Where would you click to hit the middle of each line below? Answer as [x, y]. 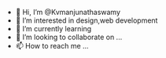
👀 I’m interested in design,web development [87, 20]
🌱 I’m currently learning [53, 29]
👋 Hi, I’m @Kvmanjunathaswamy [68, 12]
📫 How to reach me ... [52, 46]
